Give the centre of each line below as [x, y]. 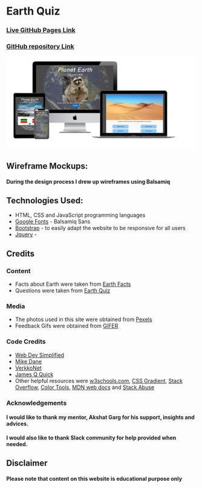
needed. [17, 444]
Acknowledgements [37, 403]
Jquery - [26, 234]
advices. [18, 424]
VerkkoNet [28, 368]
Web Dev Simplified [40, 355]
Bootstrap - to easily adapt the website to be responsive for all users [100, 228]
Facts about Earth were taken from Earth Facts [73, 284]
